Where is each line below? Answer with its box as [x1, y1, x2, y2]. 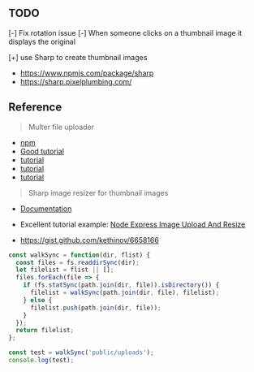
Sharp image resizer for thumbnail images [28, 188, 169, 197]
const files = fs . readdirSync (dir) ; [15, 258, 140, 266]
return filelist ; [15, 327, 75, 335]
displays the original [8, 37, 75, 46]
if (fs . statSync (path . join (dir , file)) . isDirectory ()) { [23, 281, 220, 289]
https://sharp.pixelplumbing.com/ [19, 76, 132, 86]
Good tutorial [19, 146, 65, 156]
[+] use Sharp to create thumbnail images [8, 52, 148, 62]
